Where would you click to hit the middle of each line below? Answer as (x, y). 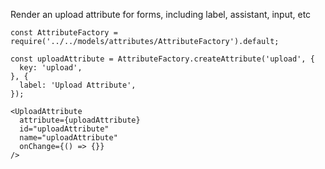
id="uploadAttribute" (64, 129)
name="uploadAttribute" (68, 138)
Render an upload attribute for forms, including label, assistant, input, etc (161, 14)
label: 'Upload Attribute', (78, 85)
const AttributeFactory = (64, 33)
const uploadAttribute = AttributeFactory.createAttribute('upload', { (162, 59)
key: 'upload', (51, 68)
